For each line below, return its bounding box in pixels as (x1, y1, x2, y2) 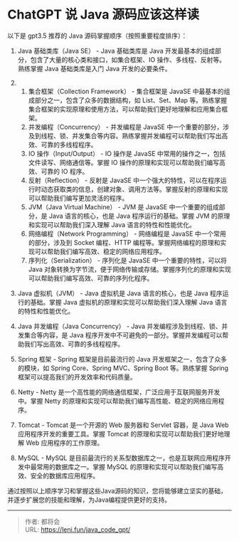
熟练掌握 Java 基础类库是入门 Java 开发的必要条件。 (17, 64, 172, 73)
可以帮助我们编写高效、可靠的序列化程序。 (28, 273, 154, 282)
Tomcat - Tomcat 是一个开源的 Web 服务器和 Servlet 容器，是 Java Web (17, 421, 229, 429)
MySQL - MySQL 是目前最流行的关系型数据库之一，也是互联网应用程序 (17, 453, 225, 462)
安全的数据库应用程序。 (30, 471, 100, 480)
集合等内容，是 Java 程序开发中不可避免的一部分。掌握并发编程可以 (23, 330, 223, 339)
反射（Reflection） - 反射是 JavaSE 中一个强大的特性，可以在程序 (28, 176, 221, 184)
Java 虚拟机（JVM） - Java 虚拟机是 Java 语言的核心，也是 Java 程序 (17, 289, 223, 298)
